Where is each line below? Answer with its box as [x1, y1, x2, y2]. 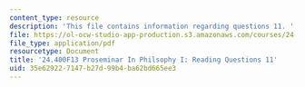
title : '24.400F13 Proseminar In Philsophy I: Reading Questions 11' [9, 55, 279, 64]
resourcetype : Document [9, 47, 100, 56]
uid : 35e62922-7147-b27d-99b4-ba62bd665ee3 [9, 64, 177, 73]
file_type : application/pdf [9, 38, 116, 48]
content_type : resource [9, 13, 100, 23]
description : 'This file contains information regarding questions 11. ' [9, 22, 295, 31]
